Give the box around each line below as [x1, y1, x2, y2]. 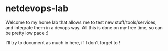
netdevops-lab [5, 3, 69, 14]
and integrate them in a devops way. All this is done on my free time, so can [5, 24, 163, 30]
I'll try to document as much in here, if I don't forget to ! [5, 39, 120, 45]
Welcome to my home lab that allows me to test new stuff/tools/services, [5, 19, 157, 25]
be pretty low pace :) [5, 30, 49, 36]
